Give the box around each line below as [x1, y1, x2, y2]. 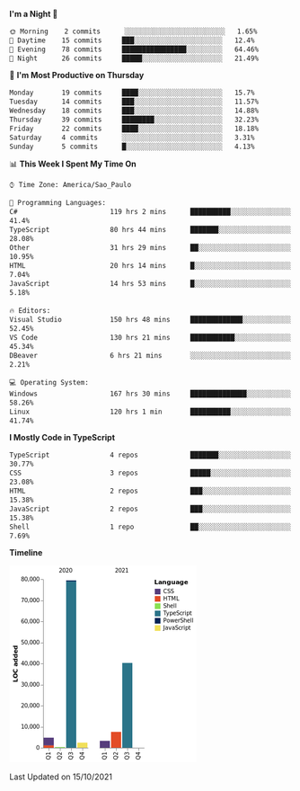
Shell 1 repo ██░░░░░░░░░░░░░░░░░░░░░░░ [9, 522, 292, 531]
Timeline [9, 547, 43, 557]
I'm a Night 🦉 [9, 9, 58, 19]
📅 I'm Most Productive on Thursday [9, 70, 145, 80]
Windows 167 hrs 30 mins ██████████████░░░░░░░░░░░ [9, 389, 292, 398]
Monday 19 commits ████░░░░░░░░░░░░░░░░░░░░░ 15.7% [9, 88, 255, 97]
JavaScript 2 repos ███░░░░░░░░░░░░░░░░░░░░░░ [9, 504, 292, 513]
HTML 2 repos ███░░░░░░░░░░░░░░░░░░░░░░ [9, 486, 292, 495]
